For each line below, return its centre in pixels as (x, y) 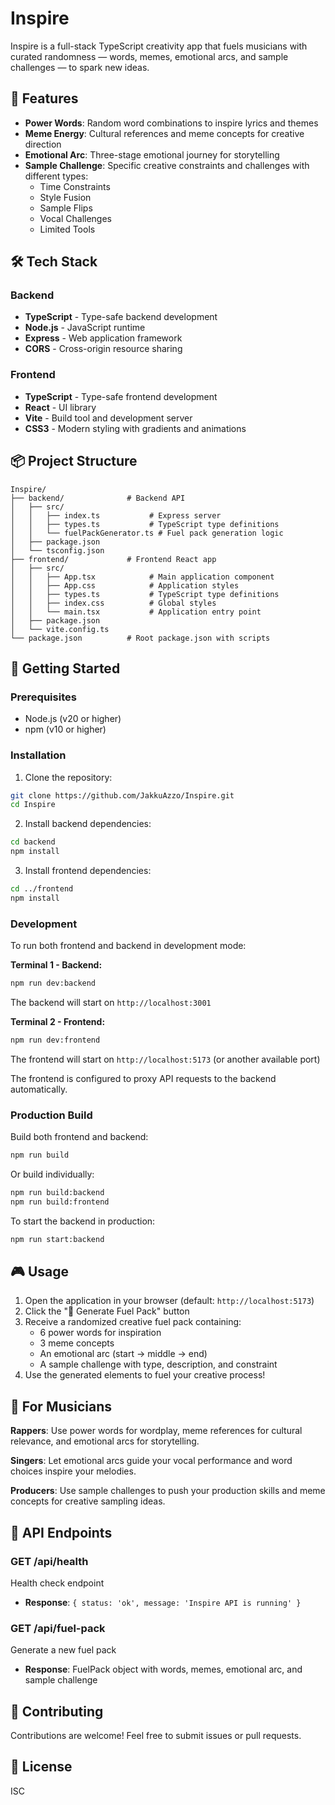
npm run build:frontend (60, 1202)
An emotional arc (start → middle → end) (123, 1354)
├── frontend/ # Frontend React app (113, 559)
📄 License (41, 1767)
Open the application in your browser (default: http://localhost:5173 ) (169, 1301)
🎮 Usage (39, 1272)
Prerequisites (43, 697)
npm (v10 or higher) (65, 729)
